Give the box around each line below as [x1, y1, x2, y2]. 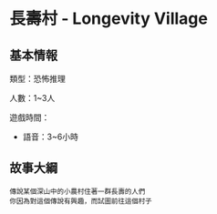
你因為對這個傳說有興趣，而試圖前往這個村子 [9, 197, 152, 206]
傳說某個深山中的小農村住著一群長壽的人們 [9, 187, 146, 196]
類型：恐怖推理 [9, 74, 66, 84]
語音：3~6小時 [22, 131, 79, 142]
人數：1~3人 [9, 93, 56, 103]
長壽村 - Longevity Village [9, 8, 208, 29]
